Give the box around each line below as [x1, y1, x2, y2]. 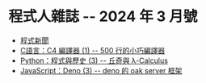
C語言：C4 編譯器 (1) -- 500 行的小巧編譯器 [19, 45, 166, 55]
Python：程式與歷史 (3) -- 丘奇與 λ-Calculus [19, 56, 168, 65]
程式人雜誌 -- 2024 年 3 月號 [8, 7, 198, 26]
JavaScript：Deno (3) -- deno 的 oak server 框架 [19, 65, 183, 75]
